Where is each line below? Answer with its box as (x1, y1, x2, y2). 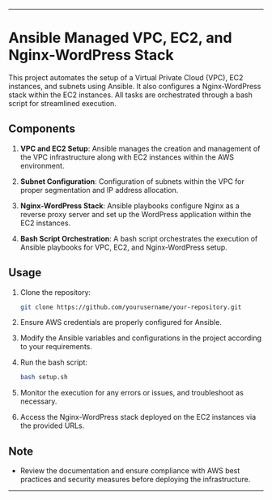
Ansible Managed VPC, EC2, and (8, 29, 232, 47)
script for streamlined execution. (8, 98, 117, 108)
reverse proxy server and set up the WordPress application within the (19, 209, 252, 219)
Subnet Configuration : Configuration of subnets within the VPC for (19, 176, 245, 186)
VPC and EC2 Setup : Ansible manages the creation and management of (19, 143, 261, 153)
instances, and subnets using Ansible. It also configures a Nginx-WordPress (8, 81, 261, 91)
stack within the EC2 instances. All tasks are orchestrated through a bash (8, 90, 253, 100)
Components (8, 122, 75, 136)
